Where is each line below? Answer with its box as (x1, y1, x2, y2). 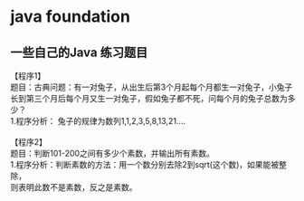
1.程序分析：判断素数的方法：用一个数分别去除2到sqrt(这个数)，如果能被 (10, 159, 280, 169)
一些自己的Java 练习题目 (10, 44, 148, 60)
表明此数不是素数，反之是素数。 (17, 182, 138, 192)
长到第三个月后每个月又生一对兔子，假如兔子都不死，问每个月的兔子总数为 (10, 93, 288, 103)
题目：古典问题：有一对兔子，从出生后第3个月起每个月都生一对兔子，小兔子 (10, 81, 293, 92)
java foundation (10, 6, 130, 27)
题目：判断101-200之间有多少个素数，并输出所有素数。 (10, 148, 215, 158)
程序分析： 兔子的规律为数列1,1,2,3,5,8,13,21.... (15, 116, 186, 126)
